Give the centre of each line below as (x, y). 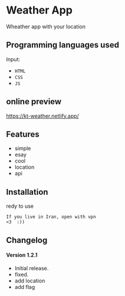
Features (23, 134)
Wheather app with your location (46, 26)
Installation (27, 192)
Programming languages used (63, 45)
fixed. (22, 274)
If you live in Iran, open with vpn (51, 217)
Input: (13, 59)
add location (30, 281)
